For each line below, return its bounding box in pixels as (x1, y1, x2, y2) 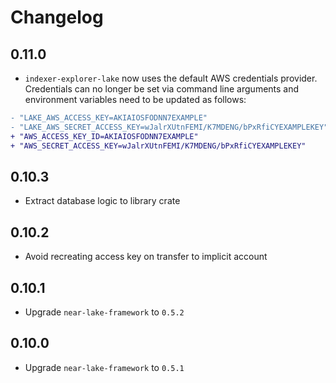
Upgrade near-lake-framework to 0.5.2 (24, 306, 185, 318)
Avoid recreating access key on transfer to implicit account (24, 251, 268, 263)
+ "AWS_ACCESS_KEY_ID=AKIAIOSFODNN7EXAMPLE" (10, 131, 199, 141)
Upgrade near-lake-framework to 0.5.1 (24, 361, 185, 373)
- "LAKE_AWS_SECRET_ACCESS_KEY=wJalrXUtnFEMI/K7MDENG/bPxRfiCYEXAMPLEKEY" (10, 122, 329, 132)
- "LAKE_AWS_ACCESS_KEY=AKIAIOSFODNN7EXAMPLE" (10, 113, 208, 123)
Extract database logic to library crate (24, 195, 181, 207)
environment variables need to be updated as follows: (24, 94, 247, 105)
